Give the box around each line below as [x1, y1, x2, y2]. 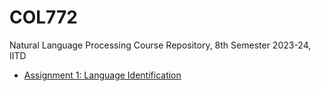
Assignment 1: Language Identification [23, 69, 182, 81]
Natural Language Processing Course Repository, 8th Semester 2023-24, [9, 39, 312, 51]
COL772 [9, 6, 78, 29]
